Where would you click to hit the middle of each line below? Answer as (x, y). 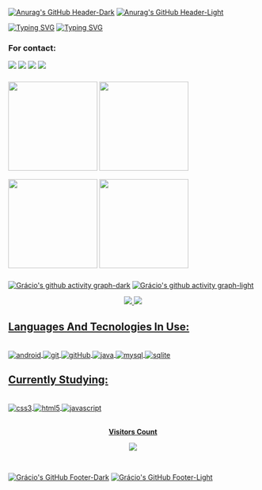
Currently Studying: (58, 380)
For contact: (32, 47)
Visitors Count (133, 432)
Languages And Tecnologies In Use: (99, 327)
